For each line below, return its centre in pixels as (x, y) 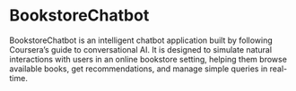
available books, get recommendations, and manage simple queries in (139, 69)
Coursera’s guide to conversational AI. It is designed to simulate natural (140, 49)
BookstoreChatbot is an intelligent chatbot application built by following (141, 40)
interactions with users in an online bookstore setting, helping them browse (148, 59)
